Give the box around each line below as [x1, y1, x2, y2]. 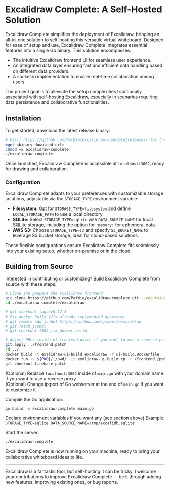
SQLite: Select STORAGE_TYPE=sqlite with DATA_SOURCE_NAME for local [12, 216, 153, 222]
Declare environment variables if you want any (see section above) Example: [5, 415, 165, 422]
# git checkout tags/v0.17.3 [5, 309, 67, 314]
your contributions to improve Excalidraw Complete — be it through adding [5, 474, 161, 480]
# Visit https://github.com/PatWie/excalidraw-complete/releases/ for [5, 137, 157, 143]
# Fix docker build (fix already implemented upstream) [5, 314, 125, 319]
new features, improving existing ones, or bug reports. [5, 479, 119, 485]
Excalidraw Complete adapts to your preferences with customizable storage [5, 190, 163, 196]
